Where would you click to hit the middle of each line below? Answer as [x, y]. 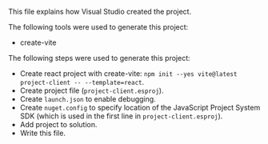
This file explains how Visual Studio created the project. [100, 12]
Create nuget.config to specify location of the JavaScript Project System [140, 108]
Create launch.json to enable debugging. [88, 99]
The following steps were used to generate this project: [99, 58]
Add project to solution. [58, 124]
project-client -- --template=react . [82, 82]
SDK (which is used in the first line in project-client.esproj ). [121, 116]
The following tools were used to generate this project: [98, 27]
